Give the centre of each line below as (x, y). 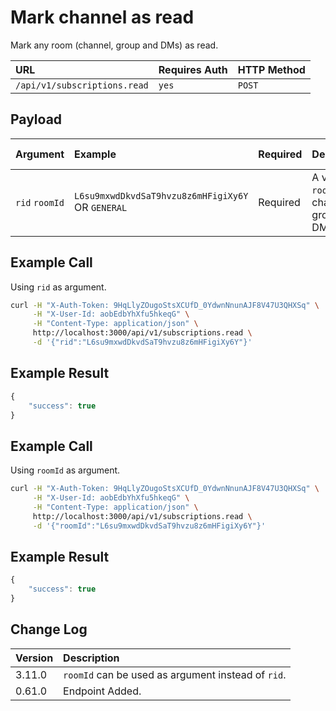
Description (91, 658)
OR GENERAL (101, 207)
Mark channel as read (102, 17)
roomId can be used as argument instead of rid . (175, 674)
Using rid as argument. (58, 287)
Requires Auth (193, 69)
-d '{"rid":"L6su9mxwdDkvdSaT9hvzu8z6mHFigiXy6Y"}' (142, 342)
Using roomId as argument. (65, 470)
